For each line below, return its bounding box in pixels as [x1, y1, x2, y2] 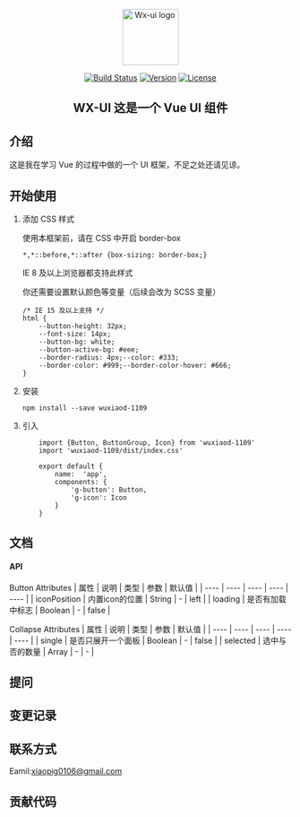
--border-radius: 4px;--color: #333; [39, 353, 179, 362]
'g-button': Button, [70, 485, 148, 495]
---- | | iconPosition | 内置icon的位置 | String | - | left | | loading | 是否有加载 [9, 593, 287, 604]
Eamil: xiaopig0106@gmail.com [9, 766, 123, 777]
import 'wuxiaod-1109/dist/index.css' [39, 447, 184, 456]
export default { [39, 462, 103, 471]
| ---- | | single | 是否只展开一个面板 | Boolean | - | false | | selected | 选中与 [9, 635, 287, 646]
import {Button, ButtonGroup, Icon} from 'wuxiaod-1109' [39, 439, 256, 448]
